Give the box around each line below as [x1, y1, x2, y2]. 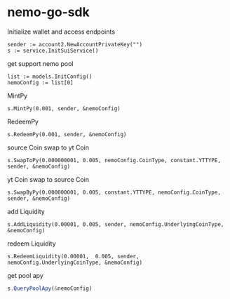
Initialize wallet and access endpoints [7, 27, 116, 36]
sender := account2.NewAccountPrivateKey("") [7, 41, 142, 48]
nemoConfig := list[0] [7, 79, 74, 86]
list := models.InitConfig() [7, 73, 93, 80]
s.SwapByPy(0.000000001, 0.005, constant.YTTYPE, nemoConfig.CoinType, [7, 189, 221, 196]
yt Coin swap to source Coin [7, 175, 90, 183]
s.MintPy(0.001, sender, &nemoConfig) [7, 105, 121, 112]
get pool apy [7, 271, 43, 279]
